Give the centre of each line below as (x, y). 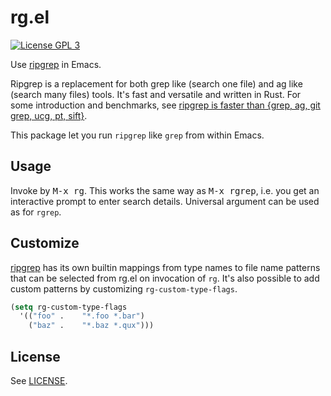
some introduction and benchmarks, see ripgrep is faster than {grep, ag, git (165, 105)
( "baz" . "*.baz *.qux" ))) (91, 326)
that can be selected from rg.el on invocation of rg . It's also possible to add (165, 278)
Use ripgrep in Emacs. (56, 64)
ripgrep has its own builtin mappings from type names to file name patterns (165, 267)
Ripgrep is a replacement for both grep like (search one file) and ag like (156, 83)
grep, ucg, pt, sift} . (49, 115)
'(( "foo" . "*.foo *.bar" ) (82, 316)
